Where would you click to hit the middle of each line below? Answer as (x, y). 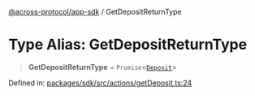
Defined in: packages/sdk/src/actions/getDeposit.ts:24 (100, 83)
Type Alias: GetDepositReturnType (128, 45)
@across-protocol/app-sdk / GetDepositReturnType (95, 12)
